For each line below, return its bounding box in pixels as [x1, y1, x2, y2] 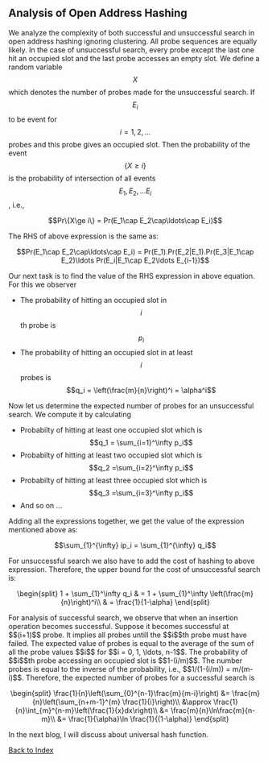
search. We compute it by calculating [8, 410, 131, 420]
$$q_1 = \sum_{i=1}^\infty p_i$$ [89, 438, 193, 448]
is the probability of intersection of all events [8, 173, 156, 183]
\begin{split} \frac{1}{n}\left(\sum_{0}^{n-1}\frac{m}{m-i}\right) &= [10, 689, 231, 698]
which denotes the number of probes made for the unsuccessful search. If [8, 87, 255, 97]
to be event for [8, 114, 58, 124]
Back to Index [8, 745, 54, 756]
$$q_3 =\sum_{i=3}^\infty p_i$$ [89, 488, 194, 498]
